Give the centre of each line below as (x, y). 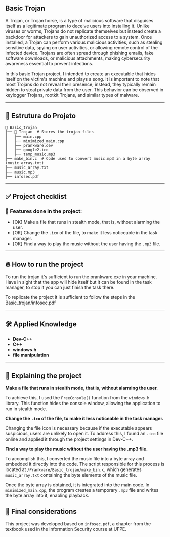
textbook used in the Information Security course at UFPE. (66, 529)
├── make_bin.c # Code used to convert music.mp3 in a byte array (78, 159)
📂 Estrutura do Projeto (40, 116)
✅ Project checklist (36, 197)
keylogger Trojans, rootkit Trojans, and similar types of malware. (72, 95)
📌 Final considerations (41, 511)
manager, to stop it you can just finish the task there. (60, 288)
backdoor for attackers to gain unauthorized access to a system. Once (79, 37)
